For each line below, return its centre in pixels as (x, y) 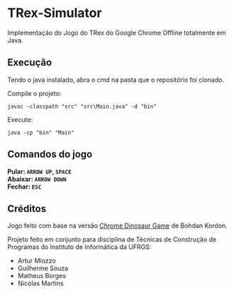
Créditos (27, 208)
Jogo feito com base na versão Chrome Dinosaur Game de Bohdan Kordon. (118, 226)
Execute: (20, 119)
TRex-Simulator (55, 13)
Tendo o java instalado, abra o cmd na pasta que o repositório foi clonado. (116, 79)
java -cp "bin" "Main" (41, 133)
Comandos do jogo (50, 154)
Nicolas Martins (40, 283)
